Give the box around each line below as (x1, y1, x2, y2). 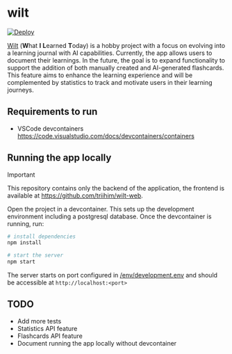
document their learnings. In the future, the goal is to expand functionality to (7, 56, 226, 64)
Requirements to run (7, 106, 98, 118)
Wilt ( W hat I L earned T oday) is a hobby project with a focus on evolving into (7, 41, 226, 49)
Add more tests (17, 316, 62, 325)
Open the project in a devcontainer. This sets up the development (7, 204, 194, 213)
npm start (7, 259, 36, 266)
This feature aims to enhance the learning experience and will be (7, 71, 193, 79)
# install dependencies (7, 233, 76, 240)
